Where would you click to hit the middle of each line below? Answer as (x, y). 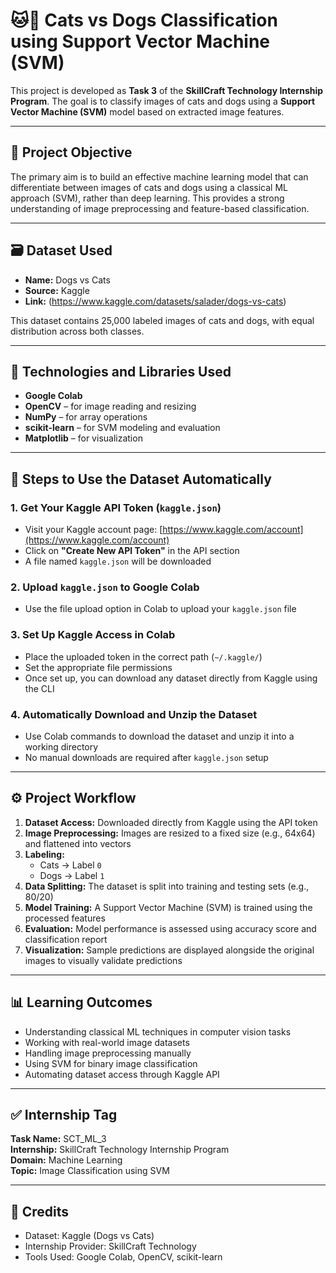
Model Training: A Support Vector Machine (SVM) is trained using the (168, 907)
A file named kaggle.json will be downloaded (118, 561)
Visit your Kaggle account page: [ (93, 530)
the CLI (39, 688)
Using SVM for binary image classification (111, 1063)
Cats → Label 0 (70, 865)
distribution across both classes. (77, 331)
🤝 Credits (40, 1211)
